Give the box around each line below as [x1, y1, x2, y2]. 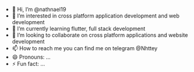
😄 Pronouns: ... [11, 53, 51, 61]
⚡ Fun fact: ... [11, 61, 45, 67]
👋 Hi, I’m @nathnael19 [11, 6, 66, 13]
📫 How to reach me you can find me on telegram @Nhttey [11, 45, 158, 51]
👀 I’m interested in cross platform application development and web [11, 12, 180, 19]
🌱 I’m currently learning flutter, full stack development [11, 25, 146, 32]
